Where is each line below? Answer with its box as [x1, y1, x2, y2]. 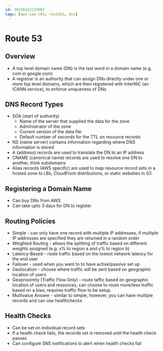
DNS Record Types [5, 100, 64, 108]
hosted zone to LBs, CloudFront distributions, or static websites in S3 [12, 170, 152, 176]
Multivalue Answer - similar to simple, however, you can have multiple [12, 292, 153, 298]
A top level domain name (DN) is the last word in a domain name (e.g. [12, 65, 152, 71]
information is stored [12, 144, 54, 150]
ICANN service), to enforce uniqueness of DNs [12, 86, 107, 92]
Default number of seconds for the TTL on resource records [19, 134, 141, 140]
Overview [5, 52, 36, 61]
